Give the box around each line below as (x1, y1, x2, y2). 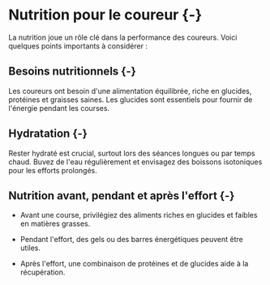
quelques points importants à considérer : (8, 40, 148, 50)
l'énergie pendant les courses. (8, 103, 110, 113)
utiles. (19, 243, 41, 253)
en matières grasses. (19, 219, 91, 228)
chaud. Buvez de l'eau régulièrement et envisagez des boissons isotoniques (8, 156, 263, 167)
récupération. (19, 267, 66, 277)
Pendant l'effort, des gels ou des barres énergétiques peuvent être (19, 235, 243, 245)
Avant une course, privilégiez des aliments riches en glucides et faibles (19, 211, 258, 220)
